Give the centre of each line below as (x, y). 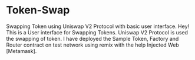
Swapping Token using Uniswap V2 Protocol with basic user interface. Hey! (98, 26)
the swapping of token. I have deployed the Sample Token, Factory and (92, 38)
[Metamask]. (22, 51)
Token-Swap (38, 10)
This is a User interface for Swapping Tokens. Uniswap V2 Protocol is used (97, 32)
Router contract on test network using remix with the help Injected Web (92, 45)
